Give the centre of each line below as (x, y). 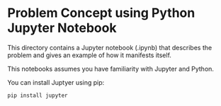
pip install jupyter (38, 95)
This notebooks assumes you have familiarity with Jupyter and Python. (111, 69)
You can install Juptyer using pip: (56, 82)
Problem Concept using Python (101, 13)
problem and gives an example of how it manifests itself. (90, 55)
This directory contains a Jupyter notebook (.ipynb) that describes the (110, 47)
